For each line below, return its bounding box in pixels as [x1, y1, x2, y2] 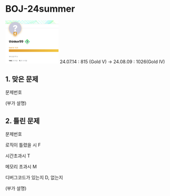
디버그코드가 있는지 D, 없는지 [5, 175, 63, 181]
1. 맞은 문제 [5, 75, 38, 83]
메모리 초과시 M [5, 164, 37, 170]
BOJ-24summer [5, 3, 75, 15]
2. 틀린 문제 [5, 116, 40, 125]
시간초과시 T [5, 153, 31, 159]
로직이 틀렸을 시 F [5, 142, 41, 148]
